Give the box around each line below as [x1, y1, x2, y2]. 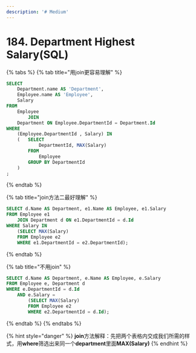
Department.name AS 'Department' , [17, 86, 104, 92]
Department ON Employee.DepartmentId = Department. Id [17, 120, 155, 126]
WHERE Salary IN [6, 223, 47, 229]
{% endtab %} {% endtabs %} [6, 320, 82, 327]
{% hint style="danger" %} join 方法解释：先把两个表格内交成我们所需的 [6, 332, 185, 339]
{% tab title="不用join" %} [6, 263, 71, 270]
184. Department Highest [6, 34, 135, 48]
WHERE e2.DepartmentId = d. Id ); [28, 309, 110, 315]
